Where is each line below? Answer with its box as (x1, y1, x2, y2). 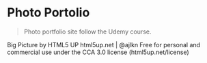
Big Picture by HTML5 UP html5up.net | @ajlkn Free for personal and (7, 40, 200, 49)
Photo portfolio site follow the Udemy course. (23, 27, 152, 36)
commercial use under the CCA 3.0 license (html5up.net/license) (7, 48, 189, 56)
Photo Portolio (7, 5, 90, 21)
